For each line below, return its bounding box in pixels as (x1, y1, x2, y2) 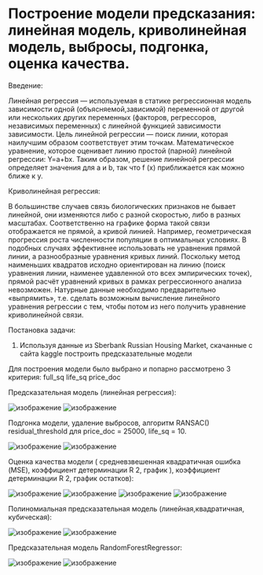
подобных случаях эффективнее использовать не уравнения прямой (8, 243, 241, 252)
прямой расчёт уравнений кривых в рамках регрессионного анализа (8, 277, 242, 286)
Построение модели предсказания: (8, 5, 256, 23)
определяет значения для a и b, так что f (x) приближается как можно (8, 163, 245, 172)
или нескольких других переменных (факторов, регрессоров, (8, 112, 217, 122)
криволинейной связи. (8, 309, 84, 319)
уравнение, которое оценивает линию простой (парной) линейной (8, 146, 232, 156)
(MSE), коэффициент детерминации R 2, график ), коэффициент (8, 465, 221, 474)
